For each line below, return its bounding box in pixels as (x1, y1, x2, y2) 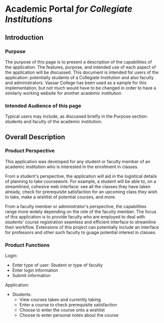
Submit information (12, 273, 51, 279)
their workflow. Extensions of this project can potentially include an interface (5, 224, 159, 230)
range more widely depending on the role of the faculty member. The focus (5, 209, 157, 215)
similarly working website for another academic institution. (5, 90, 123, 96)
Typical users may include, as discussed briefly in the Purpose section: (5, 113, 148, 119)
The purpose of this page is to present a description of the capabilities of (5, 59, 152, 65)
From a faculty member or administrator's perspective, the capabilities (5, 203, 146, 209)
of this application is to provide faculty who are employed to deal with (5, 214, 145, 219)
